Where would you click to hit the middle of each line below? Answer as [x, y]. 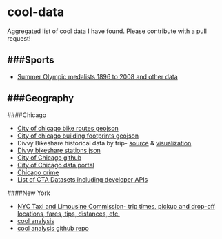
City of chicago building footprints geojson [78, 136]
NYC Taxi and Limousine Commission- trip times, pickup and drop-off [116, 206]
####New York [29, 193]
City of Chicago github [49, 157]
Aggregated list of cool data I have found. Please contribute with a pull [107, 31]
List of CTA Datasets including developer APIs [82, 179]
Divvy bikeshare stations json [59, 150]
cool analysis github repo [53, 228]
